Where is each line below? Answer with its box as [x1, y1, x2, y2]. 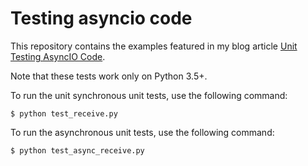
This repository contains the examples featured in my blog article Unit [10, 40, 298, 52]
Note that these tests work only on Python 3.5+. [10, 70, 208, 82]
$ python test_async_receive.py [10, 145, 145, 156]
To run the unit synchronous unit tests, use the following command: [10, 89, 288, 101]
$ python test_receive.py [10, 108, 118, 119]
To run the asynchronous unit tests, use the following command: [10, 126, 275, 138]
